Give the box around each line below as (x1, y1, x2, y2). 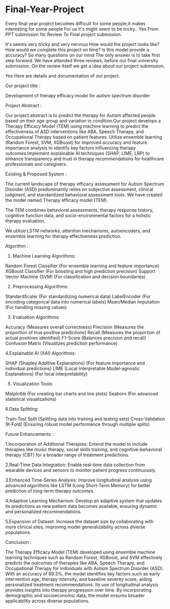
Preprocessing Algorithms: (12, 283, 69, 289)
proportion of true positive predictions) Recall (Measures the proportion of (5, 329, 161, 335)
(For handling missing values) (5, 304, 67, 310)
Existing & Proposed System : (5, 171, 67, 177)
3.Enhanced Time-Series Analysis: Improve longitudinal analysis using (5, 477, 152, 483)
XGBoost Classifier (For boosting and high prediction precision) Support (5, 268, 156, 274)
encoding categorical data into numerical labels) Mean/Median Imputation (5, 298, 160, 304)
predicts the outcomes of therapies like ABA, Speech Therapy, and (5, 560, 145, 566)
